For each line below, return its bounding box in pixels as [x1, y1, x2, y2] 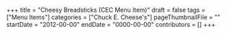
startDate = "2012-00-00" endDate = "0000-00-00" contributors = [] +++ [6, 21, 216, 28]
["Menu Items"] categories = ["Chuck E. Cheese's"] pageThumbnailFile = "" [6, 13, 221, 21]
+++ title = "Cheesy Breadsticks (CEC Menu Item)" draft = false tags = [6, 6, 206, 14]
